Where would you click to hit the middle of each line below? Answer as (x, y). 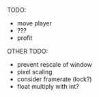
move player (34, 23)
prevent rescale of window (54, 64)
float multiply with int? (48, 86)
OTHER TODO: (28, 51)
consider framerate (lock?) (54, 79)
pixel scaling (34, 72)
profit (25, 38)
